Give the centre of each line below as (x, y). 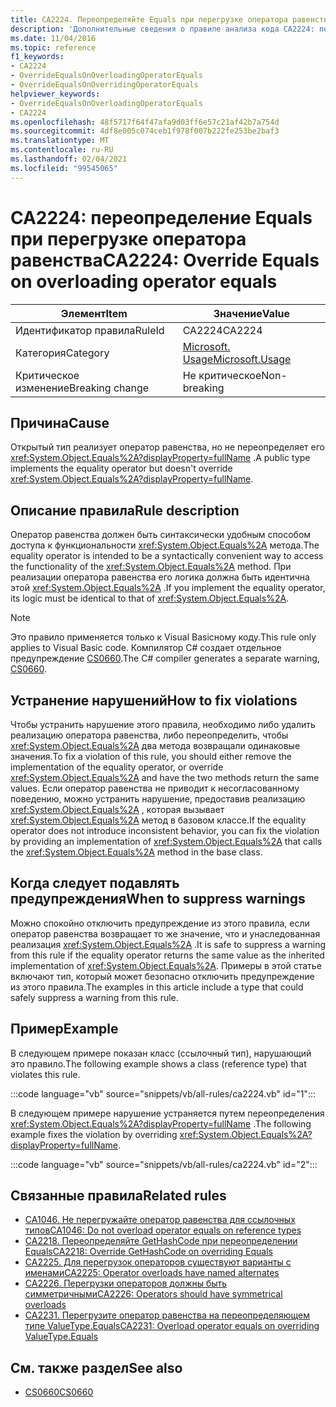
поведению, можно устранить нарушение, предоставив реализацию (158, 799)
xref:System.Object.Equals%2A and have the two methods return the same (165, 777)
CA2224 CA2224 (222, 330)
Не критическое (222, 375)
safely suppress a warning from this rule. (94, 997)
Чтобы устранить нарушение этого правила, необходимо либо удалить (163, 724)
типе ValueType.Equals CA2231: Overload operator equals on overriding (172, 1326)
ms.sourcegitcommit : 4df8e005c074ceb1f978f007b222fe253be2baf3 (145, 131)
